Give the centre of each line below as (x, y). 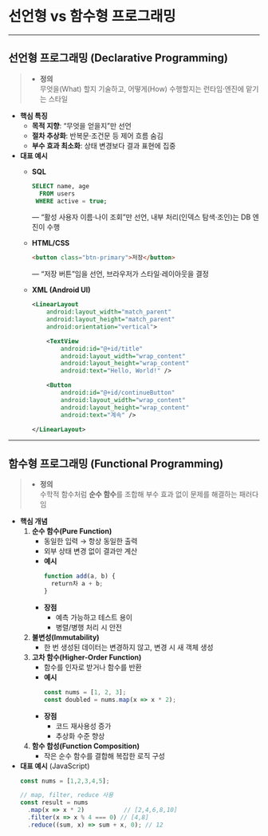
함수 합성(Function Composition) (85, 746)
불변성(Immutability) (65, 637)
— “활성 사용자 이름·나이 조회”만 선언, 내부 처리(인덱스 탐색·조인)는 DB (141, 217)
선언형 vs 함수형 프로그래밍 (92, 16)
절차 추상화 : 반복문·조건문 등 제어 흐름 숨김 (97, 136)
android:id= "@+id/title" (102, 349)
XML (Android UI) (61, 290)
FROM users (57, 193)
